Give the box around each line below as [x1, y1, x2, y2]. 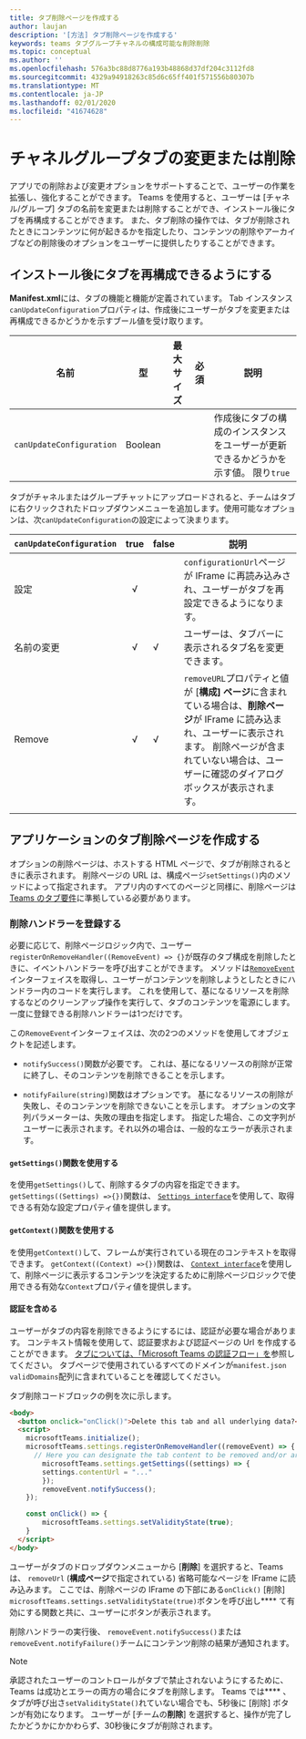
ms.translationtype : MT [9, 81, 100, 90]
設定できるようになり [183, 597, 275, 609]
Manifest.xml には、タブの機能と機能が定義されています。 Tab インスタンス [9, 293, 293, 304]
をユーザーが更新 [213, 439, 287, 451]
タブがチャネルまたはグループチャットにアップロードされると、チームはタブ [9, 491, 296, 502]
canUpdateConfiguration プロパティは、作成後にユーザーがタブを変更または [9, 304, 291, 314]
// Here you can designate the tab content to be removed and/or [33, 1451, 287, 1460]
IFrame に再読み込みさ [195, 570, 291, 581]
